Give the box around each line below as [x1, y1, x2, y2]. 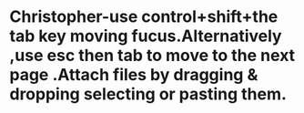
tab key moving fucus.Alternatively [9, 26, 282, 46]
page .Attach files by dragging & [9, 65, 258, 86]
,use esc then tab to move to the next [9, 46, 296, 66]
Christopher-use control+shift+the [9, 6, 279, 27]
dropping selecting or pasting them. [9, 84, 287, 105]
